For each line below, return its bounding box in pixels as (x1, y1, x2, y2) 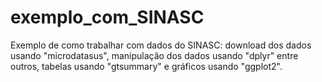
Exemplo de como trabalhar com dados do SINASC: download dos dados (10, 39, 312, 51)
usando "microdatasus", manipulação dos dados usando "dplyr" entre (10, 49, 299, 61)
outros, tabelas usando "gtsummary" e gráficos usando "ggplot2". (10, 60, 283, 72)
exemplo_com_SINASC (10, 6, 205, 29)
